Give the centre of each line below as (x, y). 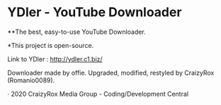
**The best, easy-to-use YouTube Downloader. (77, 32)
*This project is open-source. (51, 45)
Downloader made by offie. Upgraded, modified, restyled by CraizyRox (111, 73)
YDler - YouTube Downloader (95, 12)
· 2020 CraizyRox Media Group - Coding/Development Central (98, 94)
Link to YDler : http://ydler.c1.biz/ (55, 59)
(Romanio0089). (31, 80)
